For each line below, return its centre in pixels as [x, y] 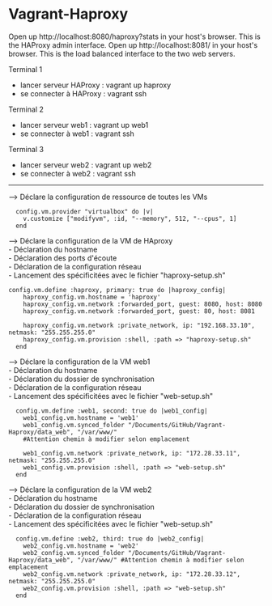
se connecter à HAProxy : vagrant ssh [83, 93]
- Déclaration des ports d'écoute [63, 258]
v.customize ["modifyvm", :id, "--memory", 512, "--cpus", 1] [130, 218]
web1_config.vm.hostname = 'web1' [81, 417]
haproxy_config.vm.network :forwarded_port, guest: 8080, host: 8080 [143, 304]
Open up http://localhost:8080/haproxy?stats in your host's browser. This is [134, 36]
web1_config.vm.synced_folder [74, 425]
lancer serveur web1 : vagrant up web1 [84, 125]
